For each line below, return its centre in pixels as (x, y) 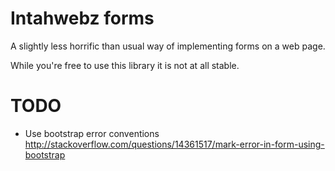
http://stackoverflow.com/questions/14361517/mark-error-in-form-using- (174, 144)
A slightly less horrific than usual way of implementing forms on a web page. (168, 46)
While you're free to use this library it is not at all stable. (125, 65)
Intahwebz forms (82, 18)
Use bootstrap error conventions (92, 133)
